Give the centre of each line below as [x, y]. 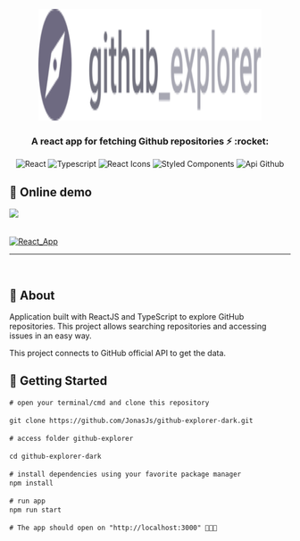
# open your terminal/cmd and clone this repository [109, 403]
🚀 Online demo [50, 192]
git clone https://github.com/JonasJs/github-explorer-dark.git [131, 420]
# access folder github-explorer [71, 438]
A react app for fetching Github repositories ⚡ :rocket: [150, 141]
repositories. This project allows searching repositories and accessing [138, 326]
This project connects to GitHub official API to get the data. [117, 353]
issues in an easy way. [50, 336]
